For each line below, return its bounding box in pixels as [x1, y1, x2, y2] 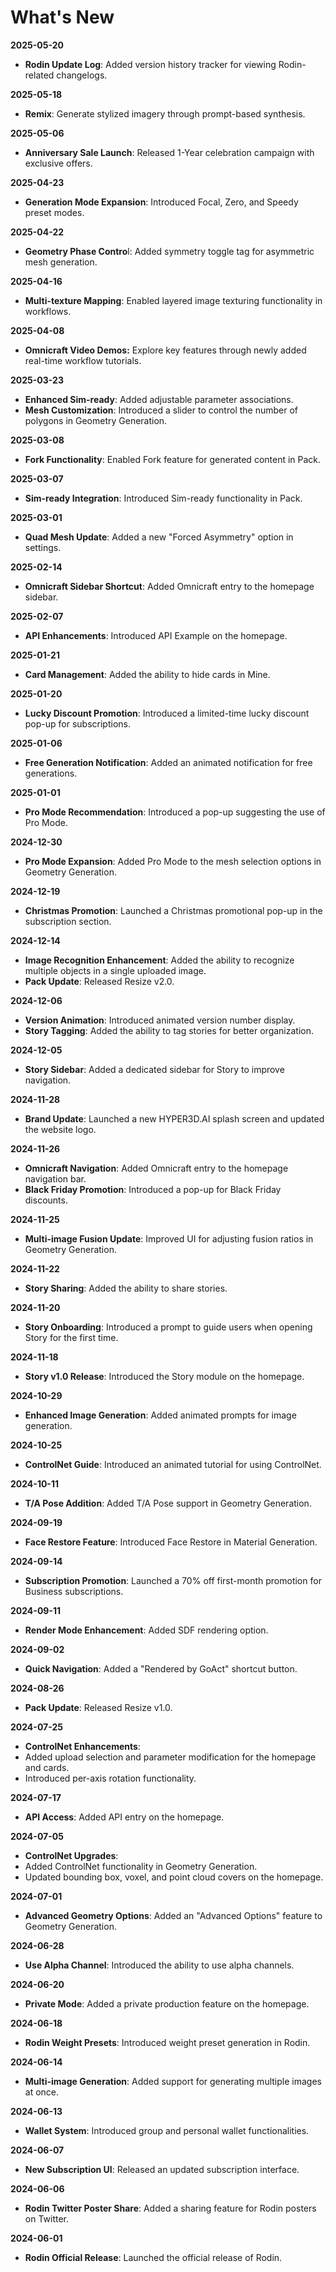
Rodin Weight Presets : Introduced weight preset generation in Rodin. [24, 2036, 311, 2048]
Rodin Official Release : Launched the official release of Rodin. [24, 2251, 283, 2263]
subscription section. [24, 915, 112, 927]
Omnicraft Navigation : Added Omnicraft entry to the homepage [24, 1162, 289, 1174]
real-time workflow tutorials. [24, 354, 142, 366]
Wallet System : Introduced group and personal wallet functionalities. [24, 2124, 310, 2136]
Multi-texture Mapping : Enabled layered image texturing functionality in [24, 294, 323, 306]
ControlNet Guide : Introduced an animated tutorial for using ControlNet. [24, 1458, 322, 1470]
